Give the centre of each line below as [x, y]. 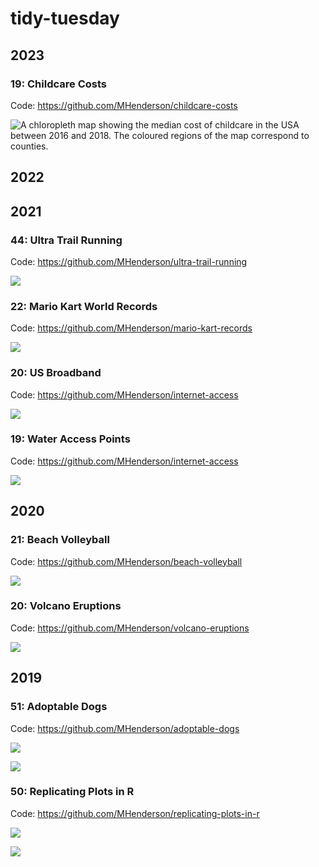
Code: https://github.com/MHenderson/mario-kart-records [131, 328]
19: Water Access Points [70, 439]
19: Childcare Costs [58, 84]
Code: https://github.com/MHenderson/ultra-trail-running [129, 261]
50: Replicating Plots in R [72, 792]
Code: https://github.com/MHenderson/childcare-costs [124, 105]
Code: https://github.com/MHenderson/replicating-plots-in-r [135, 813]
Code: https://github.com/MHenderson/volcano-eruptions [130, 628]
